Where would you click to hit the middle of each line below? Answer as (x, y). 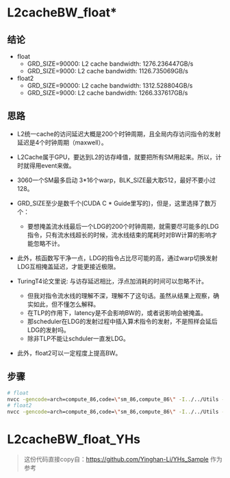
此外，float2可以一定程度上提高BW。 (69, 353)
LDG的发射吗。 (49, 329)
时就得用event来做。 (46, 165)
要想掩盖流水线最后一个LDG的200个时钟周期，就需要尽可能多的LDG (123, 226)
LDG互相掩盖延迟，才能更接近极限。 (68, 266)
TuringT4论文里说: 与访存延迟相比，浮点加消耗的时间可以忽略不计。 (112, 281)
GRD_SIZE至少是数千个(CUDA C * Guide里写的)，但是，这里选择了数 (114, 203)
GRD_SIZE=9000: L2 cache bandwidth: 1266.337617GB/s (107, 93)
